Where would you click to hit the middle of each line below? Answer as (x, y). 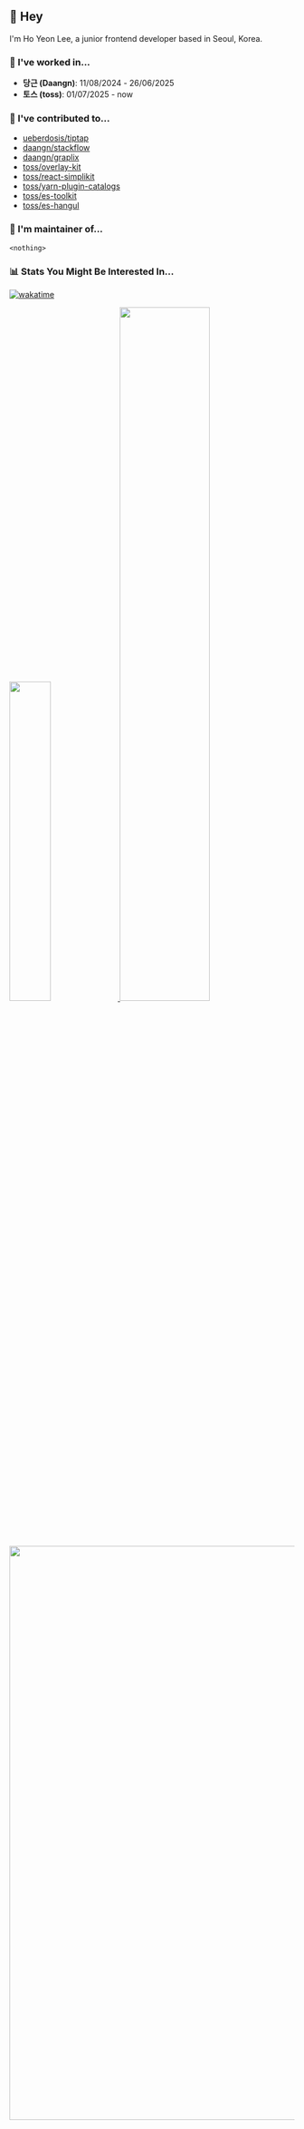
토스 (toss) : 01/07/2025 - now (78, 94)
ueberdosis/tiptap (55, 138)
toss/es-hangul (51, 206)
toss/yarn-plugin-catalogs (71, 186)
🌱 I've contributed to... (60, 119)
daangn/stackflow (56, 148)
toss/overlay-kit (52, 167)
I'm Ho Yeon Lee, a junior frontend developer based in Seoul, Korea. (136, 38)
